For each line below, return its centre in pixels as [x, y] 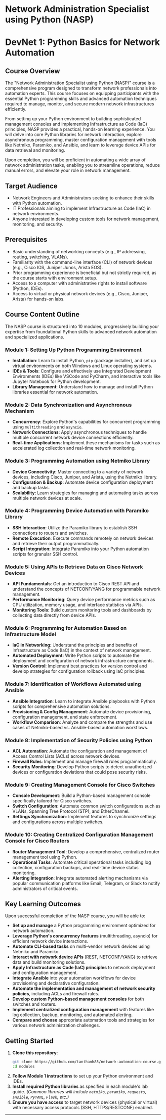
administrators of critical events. [45, 888]
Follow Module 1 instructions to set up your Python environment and [83, 1076]
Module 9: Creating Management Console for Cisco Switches [80, 785]
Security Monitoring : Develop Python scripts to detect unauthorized [82, 767]
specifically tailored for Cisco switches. [52, 801]
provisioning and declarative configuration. [56, 983]
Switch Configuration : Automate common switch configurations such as [86, 806]
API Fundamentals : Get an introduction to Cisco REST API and [76, 584]
